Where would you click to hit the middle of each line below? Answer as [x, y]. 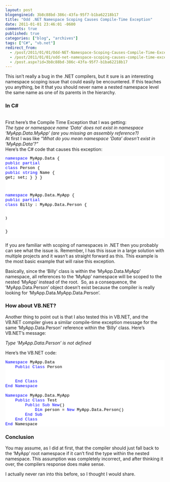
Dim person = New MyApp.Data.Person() [79, 410]
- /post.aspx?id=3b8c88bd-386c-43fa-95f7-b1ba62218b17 [69, 62]
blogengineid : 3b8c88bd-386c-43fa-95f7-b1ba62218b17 [62, 15]
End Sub [34, 414]
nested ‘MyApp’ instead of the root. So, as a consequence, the [71, 282]
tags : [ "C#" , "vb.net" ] [30, 43]
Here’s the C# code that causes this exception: [54, 149]
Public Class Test [36, 400]
